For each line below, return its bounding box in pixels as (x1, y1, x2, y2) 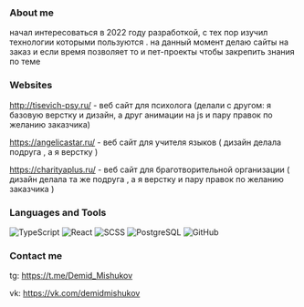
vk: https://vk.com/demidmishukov (9, 288, 141, 299)
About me (9, 6, 55, 19)
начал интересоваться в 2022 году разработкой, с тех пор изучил (9, 27, 268, 38)
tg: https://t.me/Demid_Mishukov (9, 271, 133, 281)
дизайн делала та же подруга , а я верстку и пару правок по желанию (9, 173, 285, 184)
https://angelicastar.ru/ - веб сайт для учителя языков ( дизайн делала (9, 137, 281, 148)
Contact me (9, 249, 63, 261)
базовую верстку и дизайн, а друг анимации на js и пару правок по (9, 109, 274, 120)
